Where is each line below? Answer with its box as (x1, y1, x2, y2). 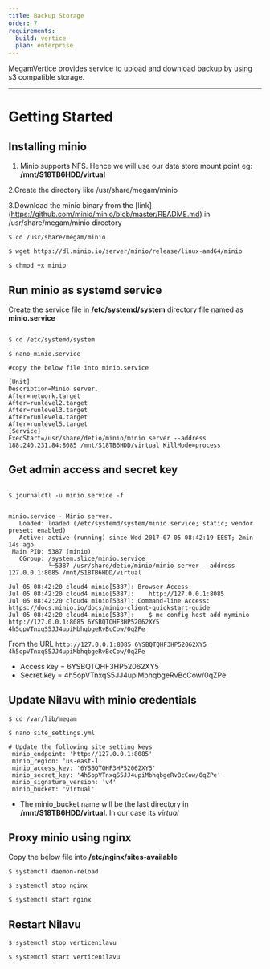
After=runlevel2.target (8, 399, 88, 407)
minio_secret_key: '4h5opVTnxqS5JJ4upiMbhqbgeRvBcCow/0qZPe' (11, 771, 221, 779)
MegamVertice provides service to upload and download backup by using (8, 63, 253, 73)
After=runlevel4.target (8, 413, 88, 421)
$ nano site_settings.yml (8, 729, 95, 737)
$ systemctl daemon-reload (8, 868, 99, 876)
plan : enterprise (15, 42, 74, 50)
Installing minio (8, 140, 87, 153)
